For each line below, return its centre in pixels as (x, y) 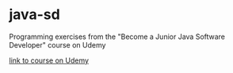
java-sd (34, 15)
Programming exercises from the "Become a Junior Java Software (117, 36)
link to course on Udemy (49, 60)
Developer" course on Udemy (57, 44)
